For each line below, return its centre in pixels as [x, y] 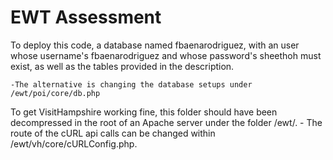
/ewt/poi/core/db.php [55, 93]
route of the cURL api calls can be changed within [113, 133]
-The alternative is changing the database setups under [131, 84]
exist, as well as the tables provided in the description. [122, 66]
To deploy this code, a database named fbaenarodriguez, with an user [155, 45]
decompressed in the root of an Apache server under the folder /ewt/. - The [166, 122]
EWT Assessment [86, 17]
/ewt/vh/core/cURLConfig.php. [74, 143]
